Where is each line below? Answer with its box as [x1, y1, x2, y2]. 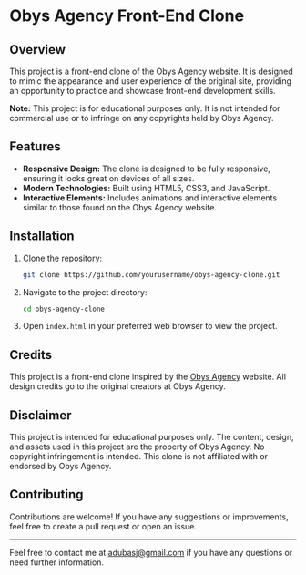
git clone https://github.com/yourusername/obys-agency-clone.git [22, 270, 280, 279]
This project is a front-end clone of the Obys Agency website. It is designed [9, 66, 293, 77]
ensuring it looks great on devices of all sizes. [22, 172, 195, 183]
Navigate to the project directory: [22, 286, 148, 297]
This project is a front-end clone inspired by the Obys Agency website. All [9, 371, 287, 383]
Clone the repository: [22, 252, 103, 263]
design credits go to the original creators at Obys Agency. [9, 381, 226, 392]
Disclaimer [9, 407, 72, 423]
